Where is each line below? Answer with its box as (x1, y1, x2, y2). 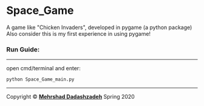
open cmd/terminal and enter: (6, 65, 81, 72)
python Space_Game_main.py (6, 76, 75, 82)
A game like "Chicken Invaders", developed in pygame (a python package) (6, 24, 192, 31)
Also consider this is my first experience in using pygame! (6, 30, 151, 37)
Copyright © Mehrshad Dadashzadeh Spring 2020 (6, 93, 135, 101)
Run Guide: (6, 45, 40, 53)
